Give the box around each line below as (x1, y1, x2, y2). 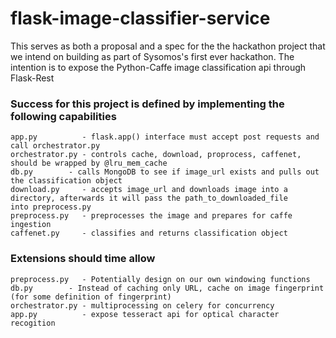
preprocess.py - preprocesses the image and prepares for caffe (10, 211, 293, 221)
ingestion (10, 220, 52, 230)
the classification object (10, 176, 123, 186)
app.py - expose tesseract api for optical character (10, 309, 280, 319)
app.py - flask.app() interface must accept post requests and (10, 132, 320, 142)
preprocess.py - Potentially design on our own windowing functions (10, 274, 311, 284)
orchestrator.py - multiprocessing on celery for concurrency (10, 300, 275, 311)
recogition (10, 318, 56, 328)
